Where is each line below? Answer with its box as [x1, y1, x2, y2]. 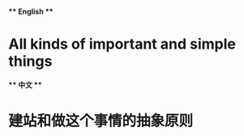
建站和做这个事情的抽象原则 [8, 112, 194, 130]
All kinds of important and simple [8, 35, 237, 53]
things [8, 52, 53, 70]
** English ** [8, 6, 54, 16]
